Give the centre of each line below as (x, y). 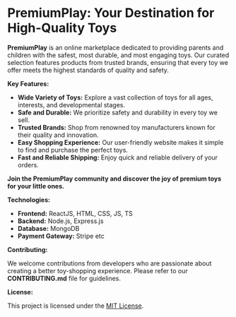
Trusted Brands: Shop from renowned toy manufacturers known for (116, 127)
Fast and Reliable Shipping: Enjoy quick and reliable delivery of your (117, 157)
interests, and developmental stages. (71, 104)
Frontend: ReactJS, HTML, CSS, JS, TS (75, 213)
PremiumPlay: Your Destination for (111, 13)
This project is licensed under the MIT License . (76, 306)
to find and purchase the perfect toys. (73, 150)
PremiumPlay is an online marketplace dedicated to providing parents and (116, 47)
